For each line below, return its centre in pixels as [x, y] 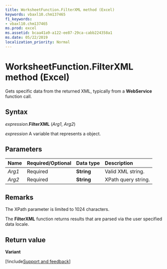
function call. [19, 96]
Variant [13, 252]
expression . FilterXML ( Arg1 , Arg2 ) [40, 124]
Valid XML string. [124, 172]
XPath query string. [127, 179]
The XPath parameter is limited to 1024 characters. [57, 209]
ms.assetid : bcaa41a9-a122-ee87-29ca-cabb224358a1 [59, 33]
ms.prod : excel [21, 28]
